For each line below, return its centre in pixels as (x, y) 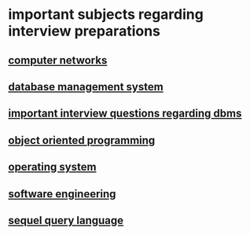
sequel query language (66, 220)
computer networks (58, 60)
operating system (52, 167)
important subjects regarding (106, 15)
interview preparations (85, 31)
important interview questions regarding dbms (125, 114)
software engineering (62, 194)
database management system (86, 87)
